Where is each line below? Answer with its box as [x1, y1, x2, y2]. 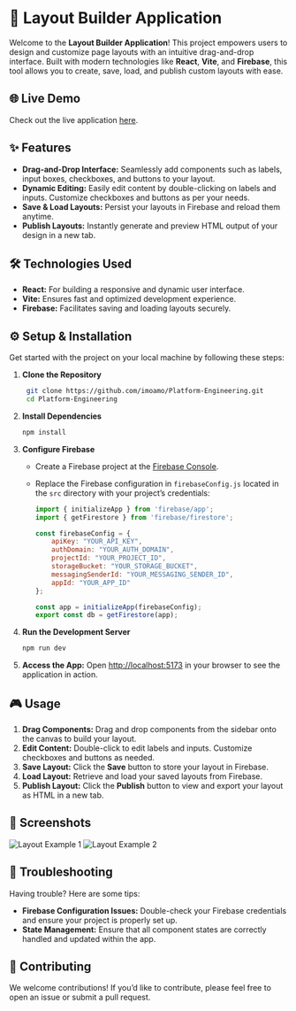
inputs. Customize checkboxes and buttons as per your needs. [21, 192, 250, 203]
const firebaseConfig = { [34, 529, 131, 538]
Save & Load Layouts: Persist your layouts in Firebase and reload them [21, 201, 281, 212]
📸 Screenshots [9, 815, 92, 830]
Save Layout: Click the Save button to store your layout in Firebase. [21, 761, 269, 772]
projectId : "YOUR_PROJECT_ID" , [51, 553, 166, 563]
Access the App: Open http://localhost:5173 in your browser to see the [21, 660, 281, 671]
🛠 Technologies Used [9, 256, 133, 271]
